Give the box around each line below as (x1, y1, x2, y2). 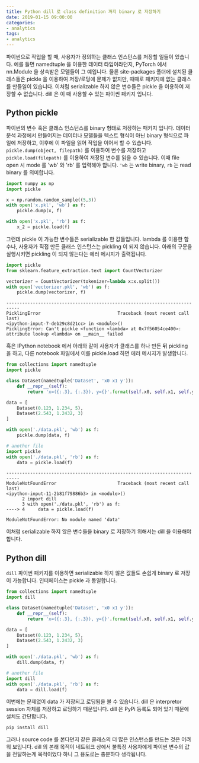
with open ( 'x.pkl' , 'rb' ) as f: (6, 219, 86, 225)
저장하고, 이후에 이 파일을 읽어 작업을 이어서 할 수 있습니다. (17, 139, 153, 146)
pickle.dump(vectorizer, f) (17, 289, 86, 295)
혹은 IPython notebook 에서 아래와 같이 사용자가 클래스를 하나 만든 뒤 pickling (6, 342, 188, 350)
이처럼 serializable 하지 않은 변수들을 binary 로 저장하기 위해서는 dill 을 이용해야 (6, 528, 192, 535)
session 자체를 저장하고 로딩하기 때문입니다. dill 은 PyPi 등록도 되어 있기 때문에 (6, 705, 190, 713)
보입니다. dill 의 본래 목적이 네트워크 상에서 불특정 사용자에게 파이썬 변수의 (12, 743, 184, 751)
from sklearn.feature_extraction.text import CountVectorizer (6, 267, 163, 273)
